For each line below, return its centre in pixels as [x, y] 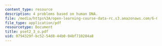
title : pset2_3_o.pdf [27, 32]
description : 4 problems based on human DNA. [51, 14]
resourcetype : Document [29, 27]
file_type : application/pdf [33, 23]
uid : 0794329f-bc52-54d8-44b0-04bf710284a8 [49, 36]
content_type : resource [29, 9]
